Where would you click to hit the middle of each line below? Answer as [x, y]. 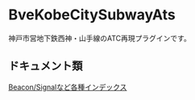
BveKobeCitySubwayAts [92, 15]
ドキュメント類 [46, 66]
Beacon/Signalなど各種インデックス [68, 87]
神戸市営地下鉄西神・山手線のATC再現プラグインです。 [100, 38]
